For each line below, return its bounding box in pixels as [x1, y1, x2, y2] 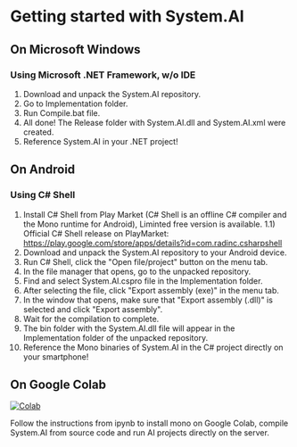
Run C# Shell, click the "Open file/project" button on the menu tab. [22, 256, 268, 267]
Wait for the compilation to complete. [22, 313, 160, 324]
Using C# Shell [10, 189, 76, 202]
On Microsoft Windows [10, 42, 141, 57]
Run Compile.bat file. [22, 107, 101, 118]
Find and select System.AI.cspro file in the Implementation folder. [22, 275, 263, 286]
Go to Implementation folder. [22, 98, 128, 109]
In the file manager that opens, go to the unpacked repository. [22, 266, 252, 277]
